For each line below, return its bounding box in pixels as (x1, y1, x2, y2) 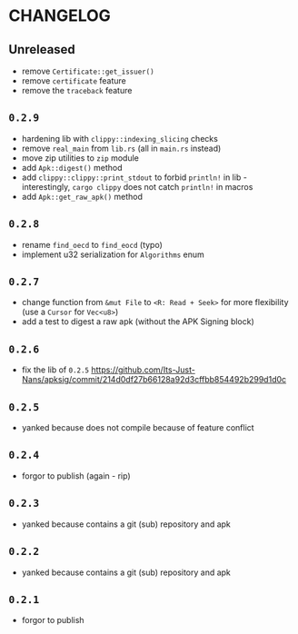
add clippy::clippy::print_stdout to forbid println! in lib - (21, 172, 247, 183)
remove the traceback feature (21, 85, 133, 95)
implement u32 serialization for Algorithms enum (21, 249, 205, 260)
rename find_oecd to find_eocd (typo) (21, 239, 163, 250)
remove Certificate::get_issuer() (21, 65, 155, 76)
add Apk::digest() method (21, 162, 124, 173)
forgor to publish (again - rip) (21, 470, 131, 481)
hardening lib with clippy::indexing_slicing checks (21, 133, 219, 144)
